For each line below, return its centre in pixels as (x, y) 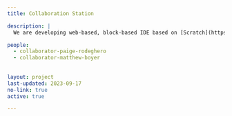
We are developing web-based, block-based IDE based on (95, 32)
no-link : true (28, 90)
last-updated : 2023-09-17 (44, 84)
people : (18, 45)
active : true (26, 96)
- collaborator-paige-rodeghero (60, 51)
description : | (29, 26)
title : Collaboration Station (51, 13)
